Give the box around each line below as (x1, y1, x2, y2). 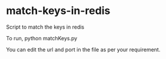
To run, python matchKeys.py (6, 34, 78, 41)
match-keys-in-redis (6, 4, 111, 18)
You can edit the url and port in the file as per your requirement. (6, 46, 161, 53)
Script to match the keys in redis (6, 23, 84, 30)
